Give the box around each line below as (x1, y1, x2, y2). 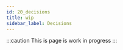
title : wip (6, 15, 34, 21)
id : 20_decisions (6, 9, 51, 15)
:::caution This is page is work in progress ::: (6, 37, 118, 45)
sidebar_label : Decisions (6, 20, 72, 26)
